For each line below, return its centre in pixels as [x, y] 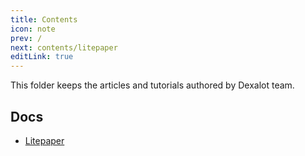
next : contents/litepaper [64, 47]
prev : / [26, 38]
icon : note [33, 29]
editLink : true [42, 57]
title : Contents [44, 19]
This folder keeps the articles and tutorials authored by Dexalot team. [152, 85]
